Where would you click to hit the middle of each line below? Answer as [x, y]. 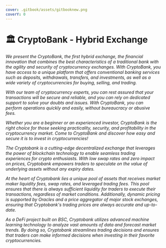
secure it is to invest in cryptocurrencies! [47, 139]
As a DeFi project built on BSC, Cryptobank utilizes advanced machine [77, 219]
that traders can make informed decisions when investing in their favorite [80, 235]
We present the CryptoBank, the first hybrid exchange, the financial [74, 57]
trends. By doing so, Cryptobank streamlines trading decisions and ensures [82, 230]
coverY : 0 [16, 14]
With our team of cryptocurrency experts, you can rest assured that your [80, 92]
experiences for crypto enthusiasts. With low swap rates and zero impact [80, 159]
